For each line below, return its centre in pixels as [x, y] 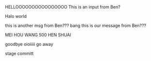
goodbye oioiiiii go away [29, 44]
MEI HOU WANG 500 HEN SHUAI [38, 35]
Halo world [16, 16]
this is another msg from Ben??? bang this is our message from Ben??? [76, 25]
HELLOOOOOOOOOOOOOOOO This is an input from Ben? [63, 7]
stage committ [19, 53]
